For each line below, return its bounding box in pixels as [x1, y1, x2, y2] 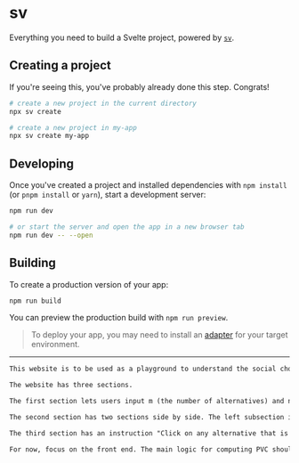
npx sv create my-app [9, 132, 90, 141]
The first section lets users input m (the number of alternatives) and [9, 397, 285, 406]
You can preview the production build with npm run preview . [9, 313, 229, 323]
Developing [9, 156, 74, 171]
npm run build [9, 296, 62, 305]
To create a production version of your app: [9, 279, 169, 289]
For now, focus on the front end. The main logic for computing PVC [9, 444, 269, 454]
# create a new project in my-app [9, 123, 138, 132]
